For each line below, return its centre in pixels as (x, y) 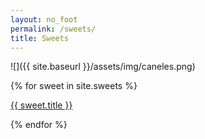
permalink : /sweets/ (53, 29)
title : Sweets (40, 38)
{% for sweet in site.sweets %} (74, 86)
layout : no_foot (44, 19)
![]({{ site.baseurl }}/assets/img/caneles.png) (103, 67)
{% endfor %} (39, 125)
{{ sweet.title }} (41, 105)
